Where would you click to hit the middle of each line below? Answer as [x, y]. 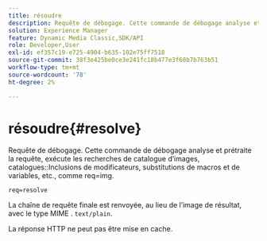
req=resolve [28, 190]
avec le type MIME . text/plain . [60, 214]
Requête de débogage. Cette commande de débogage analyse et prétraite [130, 150]
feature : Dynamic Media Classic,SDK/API [76, 38]
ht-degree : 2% [32, 82]
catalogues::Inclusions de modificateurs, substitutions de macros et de [124, 167]
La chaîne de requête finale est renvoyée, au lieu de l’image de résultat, [125, 205]
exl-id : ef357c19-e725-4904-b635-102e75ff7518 [87, 52]
